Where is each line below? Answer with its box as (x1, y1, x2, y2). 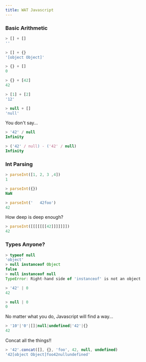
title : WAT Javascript (5, 7, 54, 13)
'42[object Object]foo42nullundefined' (5, 352, 91, 357)
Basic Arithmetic (5, 24, 48, 31)
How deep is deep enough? (5, 214, 64, 220)
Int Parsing (5, 161, 33, 168)
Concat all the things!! (5, 337, 52, 344)
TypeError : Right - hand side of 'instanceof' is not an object (5, 276, 141, 281)
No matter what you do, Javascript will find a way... (5, 313, 114, 320)
